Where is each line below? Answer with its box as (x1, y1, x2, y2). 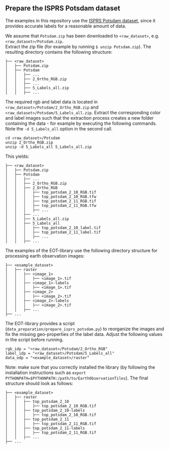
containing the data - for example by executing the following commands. (5, 120, 157, 126)
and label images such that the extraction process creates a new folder (5, 115, 154, 121)
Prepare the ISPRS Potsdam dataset (5, 4, 120, 13)
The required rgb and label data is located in (5, 98, 98, 105)
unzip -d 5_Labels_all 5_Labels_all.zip (5, 144, 92, 149)
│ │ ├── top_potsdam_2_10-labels (5, 408, 85, 413)
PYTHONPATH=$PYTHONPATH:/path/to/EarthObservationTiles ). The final (5, 375, 149, 381)
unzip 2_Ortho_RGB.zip (5, 140, 53, 145)
